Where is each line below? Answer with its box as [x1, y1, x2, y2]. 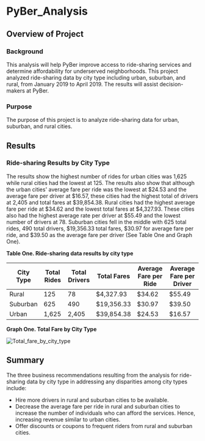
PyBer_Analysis [6, 4, 88, 18]
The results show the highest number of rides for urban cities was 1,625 [6, 173, 187, 180]
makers [6, 87, 26, 94]
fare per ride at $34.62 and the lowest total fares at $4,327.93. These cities [6, 205, 195, 213]
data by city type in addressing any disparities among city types [26, 378, 188, 385]
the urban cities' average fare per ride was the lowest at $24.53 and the [6, 186, 187, 193]
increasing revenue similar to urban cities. [15, 415, 121, 423]
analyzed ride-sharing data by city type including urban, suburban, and [6, 73, 186, 81]
